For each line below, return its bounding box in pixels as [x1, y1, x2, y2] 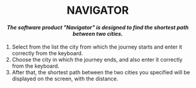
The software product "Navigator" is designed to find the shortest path [7, 23, 189, 31]
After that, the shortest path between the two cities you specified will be [11, 69, 191, 76]
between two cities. [73, 30, 123, 37]
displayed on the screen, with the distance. [11, 75, 119, 83]
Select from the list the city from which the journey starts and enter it [11, 43, 183, 51]
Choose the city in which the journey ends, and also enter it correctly [11, 56, 183, 63]
